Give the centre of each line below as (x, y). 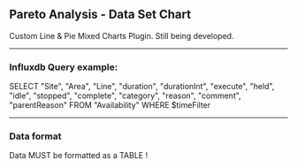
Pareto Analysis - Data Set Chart (100, 15)
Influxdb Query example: (64, 67)
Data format (35, 136)
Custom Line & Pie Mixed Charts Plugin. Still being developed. (122, 35)
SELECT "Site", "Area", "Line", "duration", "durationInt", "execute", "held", (142, 87)
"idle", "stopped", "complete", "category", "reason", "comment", (125, 95)
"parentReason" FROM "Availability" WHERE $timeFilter (110, 105)
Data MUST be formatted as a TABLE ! (79, 156)
